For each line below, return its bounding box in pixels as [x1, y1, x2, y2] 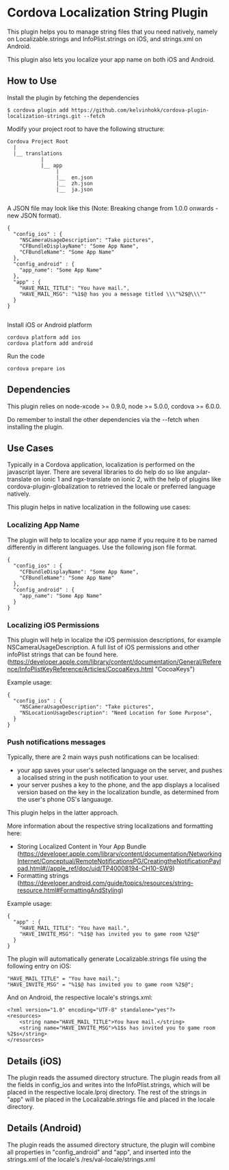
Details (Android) [7, 1123, 82, 1134]
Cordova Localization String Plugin [7, 5, 208, 21]
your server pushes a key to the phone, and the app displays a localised [16, 780, 220, 789]
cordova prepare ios [7, 365, 66, 372]
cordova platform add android [7, 339, 94, 347]
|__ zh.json [55, 180, 94, 187]
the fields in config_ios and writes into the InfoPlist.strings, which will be [7, 1081, 211, 1089]
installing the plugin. [7, 422, 64, 431]
